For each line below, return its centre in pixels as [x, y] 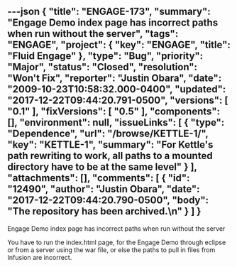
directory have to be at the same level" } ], [102, 167]
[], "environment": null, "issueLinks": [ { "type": [116, 122]
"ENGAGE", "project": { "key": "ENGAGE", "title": [119, 45]
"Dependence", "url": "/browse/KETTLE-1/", [108, 134]
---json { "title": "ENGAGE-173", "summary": [109, 12]
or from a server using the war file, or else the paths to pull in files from [111, 250]
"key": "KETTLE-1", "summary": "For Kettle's [110, 145]
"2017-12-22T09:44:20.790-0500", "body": [108, 201]
